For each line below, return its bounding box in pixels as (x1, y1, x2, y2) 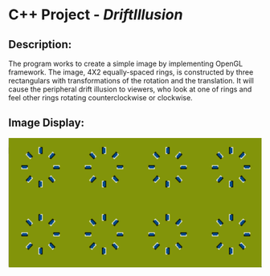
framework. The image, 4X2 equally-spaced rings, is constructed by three (8, 67, 254, 77)
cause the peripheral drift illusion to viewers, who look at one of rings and (8, 84, 252, 94)
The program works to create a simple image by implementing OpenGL (8, 59, 243, 68)
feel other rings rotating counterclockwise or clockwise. (8, 93, 193, 102)
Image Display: (8, 116, 85, 130)
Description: (8, 38, 72, 51)
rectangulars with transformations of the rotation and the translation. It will (8, 76, 255, 85)
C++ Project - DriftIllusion (8, 6, 183, 24)
